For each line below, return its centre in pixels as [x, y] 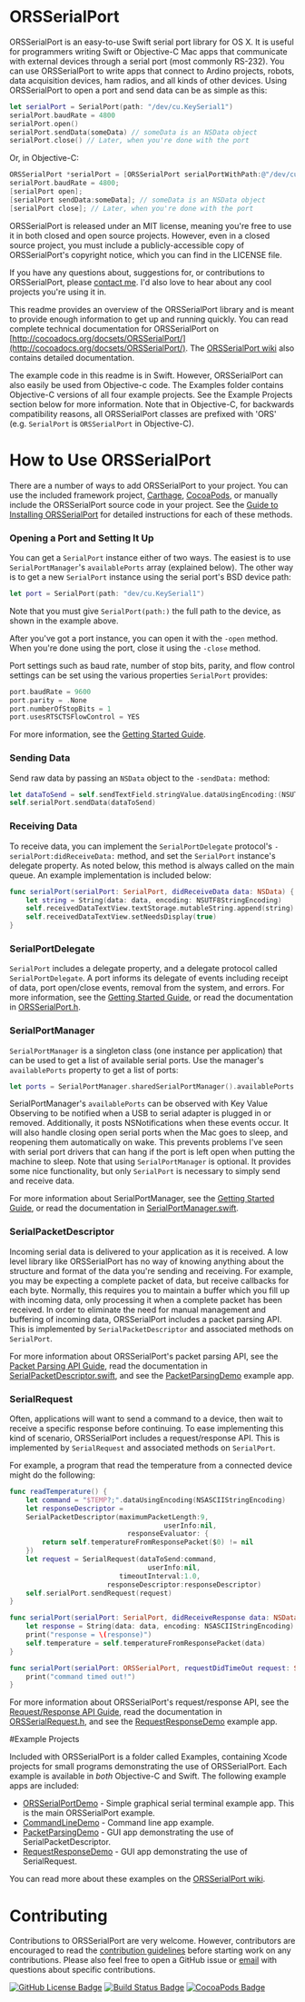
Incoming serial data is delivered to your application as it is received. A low [149, 1251]
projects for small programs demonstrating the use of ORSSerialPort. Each [148, 1767]
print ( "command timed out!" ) [81, 1677]
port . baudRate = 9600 [50, 692]
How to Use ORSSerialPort [110, 460]
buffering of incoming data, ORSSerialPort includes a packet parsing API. [146, 1319]
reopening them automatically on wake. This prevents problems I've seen [146, 1142]
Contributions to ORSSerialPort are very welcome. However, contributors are [152, 1941]
